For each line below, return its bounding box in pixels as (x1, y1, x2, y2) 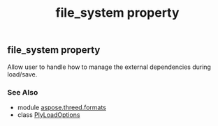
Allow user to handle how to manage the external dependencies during (7, 63, 212, 71)
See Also (7, 87, 38, 97)
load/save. (7, 70, 38, 78)
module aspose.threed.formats (17, 103, 107, 111)
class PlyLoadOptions (17, 110, 80, 119)
